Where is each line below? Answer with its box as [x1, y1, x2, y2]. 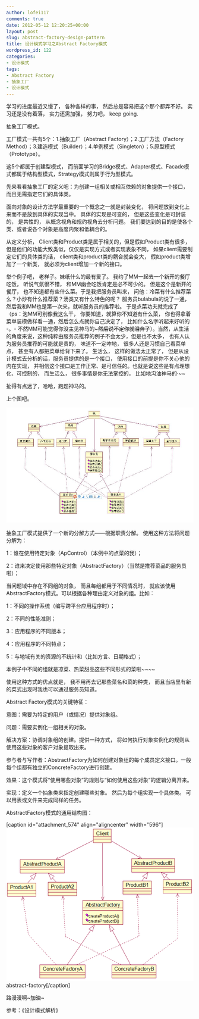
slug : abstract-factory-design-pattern [6, 35, 105, 41]
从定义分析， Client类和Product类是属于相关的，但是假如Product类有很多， [6, 238, 191, 245]
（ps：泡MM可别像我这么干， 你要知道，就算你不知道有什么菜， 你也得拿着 [6, 310, 191, 318]
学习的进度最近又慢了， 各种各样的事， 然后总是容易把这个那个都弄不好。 [6, 103, 186, 110]
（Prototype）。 [6, 151, 43, 158]
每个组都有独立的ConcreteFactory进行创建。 [6, 764, 115, 771]
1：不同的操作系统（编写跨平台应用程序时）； [6, 602, 115, 609]
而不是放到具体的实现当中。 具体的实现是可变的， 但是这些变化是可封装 [11, 211, 186, 218]
